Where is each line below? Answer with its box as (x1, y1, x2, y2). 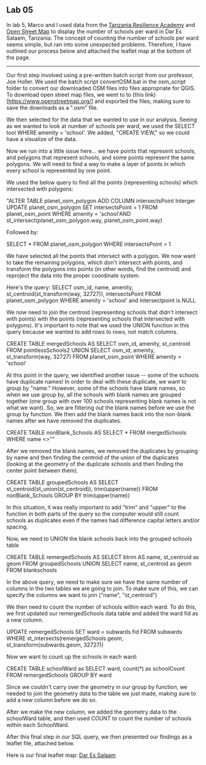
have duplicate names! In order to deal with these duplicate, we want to (6, 378, 187, 385)
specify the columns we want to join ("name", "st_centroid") (6, 591, 158, 598)
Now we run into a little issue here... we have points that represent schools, (6, 147, 196, 154)
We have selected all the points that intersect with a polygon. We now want (6, 252, 196, 259)
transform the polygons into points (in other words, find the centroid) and (6, 265, 191, 272)
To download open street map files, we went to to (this (6, 91, 144, 98)
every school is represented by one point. (6, 167, 112, 174)
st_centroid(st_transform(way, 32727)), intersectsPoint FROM (6, 290, 161, 297)
